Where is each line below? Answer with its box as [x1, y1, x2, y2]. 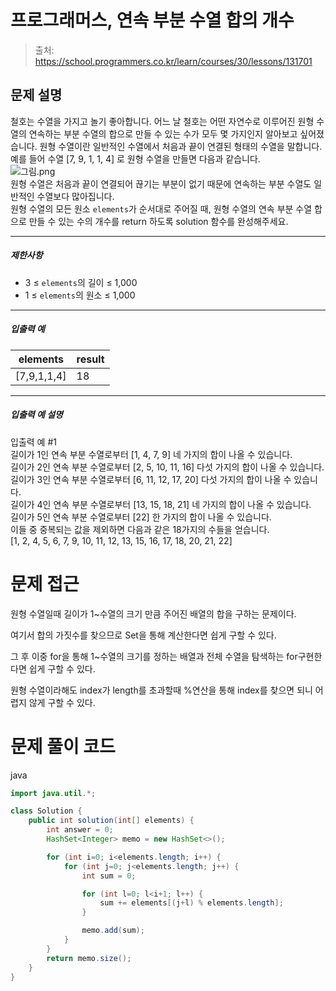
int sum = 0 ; [81, 871, 137, 881]
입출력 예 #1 [10, 436, 57, 448]
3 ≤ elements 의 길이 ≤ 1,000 [24, 276, 138, 288]
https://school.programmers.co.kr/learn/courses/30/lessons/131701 [34, 55, 313, 67]
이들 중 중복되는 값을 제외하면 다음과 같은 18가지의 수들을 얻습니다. [10, 523, 270, 535]
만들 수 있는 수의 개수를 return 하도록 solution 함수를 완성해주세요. [28, 215, 289, 227]
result [76, 352, 105, 366]
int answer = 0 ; [46, 825, 114, 835]
